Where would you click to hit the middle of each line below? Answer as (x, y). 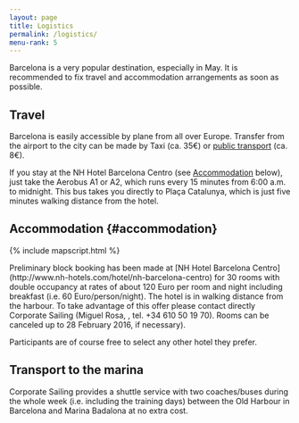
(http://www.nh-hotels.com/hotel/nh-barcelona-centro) (111, 277)
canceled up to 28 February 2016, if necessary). (97, 324)
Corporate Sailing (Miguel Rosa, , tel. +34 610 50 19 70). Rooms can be (139, 315)
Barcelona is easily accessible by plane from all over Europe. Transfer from (147, 137)
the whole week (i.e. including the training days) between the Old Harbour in (149, 401)
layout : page (33, 17)
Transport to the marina (77, 370)
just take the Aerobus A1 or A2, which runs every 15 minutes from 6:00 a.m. (148, 182)
